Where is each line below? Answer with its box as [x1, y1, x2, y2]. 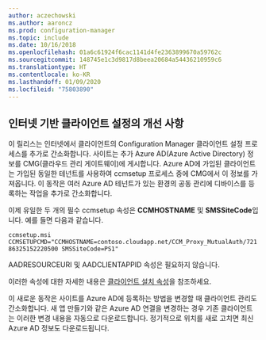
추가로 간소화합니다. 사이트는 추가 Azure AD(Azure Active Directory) [29, 149, 246, 159]
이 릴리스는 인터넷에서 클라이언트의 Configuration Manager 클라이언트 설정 [8, 139, 244, 149]
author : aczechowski [8, 11, 77, 20]
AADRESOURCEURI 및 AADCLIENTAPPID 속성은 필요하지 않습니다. [8, 260, 221, 269]
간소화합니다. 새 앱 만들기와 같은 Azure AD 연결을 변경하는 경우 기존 [8, 304, 220, 313]
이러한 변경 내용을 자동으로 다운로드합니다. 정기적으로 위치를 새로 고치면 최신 [16, 314, 254, 323]
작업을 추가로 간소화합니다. [29, 189, 113, 198]
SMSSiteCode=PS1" [61, 245, 119, 254]
